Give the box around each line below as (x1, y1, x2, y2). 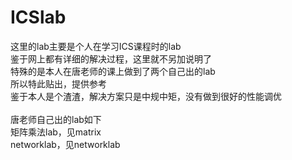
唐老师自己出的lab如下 (10, 113, 102, 125)
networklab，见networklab (10, 138, 121, 150)
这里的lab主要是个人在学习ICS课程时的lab (10, 40, 182, 52)
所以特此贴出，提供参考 (10, 77, 107, 90)
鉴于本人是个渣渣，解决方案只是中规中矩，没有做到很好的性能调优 (10, 90, 282, 102)
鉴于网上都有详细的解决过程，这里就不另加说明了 (10, 52, 212, 65)
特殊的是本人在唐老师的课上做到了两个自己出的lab (10, 65, 216, 77)
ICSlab (10, 6, 67, 29)
